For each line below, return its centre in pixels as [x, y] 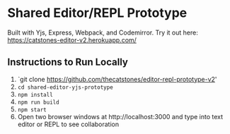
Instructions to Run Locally [68, 62]
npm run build [38, 102]
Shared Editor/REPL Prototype [97, 13]
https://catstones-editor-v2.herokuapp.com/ [72, 39]
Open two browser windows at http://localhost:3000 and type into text [120, 116]
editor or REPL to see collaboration [68, 124]
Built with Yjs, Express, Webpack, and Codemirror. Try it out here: [103, 32]
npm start [32, 110]
